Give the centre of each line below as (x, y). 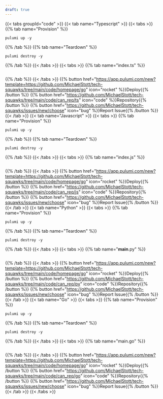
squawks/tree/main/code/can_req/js (42, 192)
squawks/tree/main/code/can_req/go (43, 376)
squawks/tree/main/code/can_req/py (43, 284)
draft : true (17, 10)
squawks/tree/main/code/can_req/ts (42, 100)
